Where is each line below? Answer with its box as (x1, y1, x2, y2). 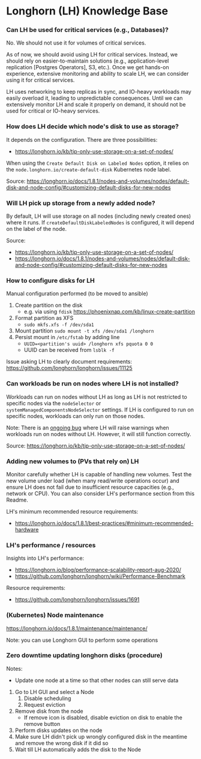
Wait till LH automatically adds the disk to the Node (14, 746, 141, 753)
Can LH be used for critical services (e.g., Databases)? (6, 26, 169, 34)
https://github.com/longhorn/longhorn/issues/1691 (14, 596, 140, 603)
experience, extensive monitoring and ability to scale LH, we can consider (6, 70, 189, 78)
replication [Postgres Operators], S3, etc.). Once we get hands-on (6, 64, 169, 71)
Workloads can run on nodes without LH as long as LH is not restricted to (6, 393, 187, 401)
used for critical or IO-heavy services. (6, 107, 100, 115)
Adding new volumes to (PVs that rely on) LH (6, 457, 139, 466)
